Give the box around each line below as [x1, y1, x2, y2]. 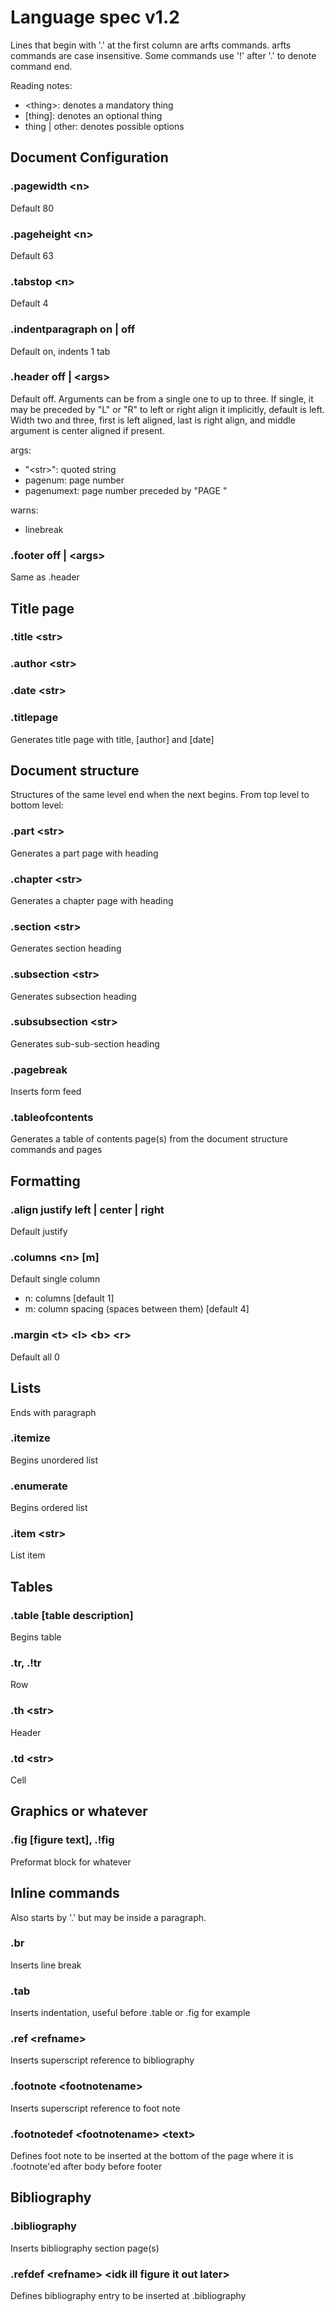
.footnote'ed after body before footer [10, 2161, 163, 2172]
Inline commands [10, 1885, 120, 1902]
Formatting [10, 1172, 81, 1190]
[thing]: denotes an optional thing [24, 109, 163, 121]
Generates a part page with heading [10, 847, 159, 859]
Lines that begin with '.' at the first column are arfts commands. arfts [10, 39, 292, 51]
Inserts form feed [10, 1086, 82, 1098]
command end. [10, 60, 73, 72]
